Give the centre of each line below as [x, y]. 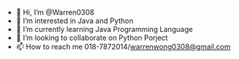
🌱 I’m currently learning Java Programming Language [104, 29]
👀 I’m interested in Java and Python [75, 21]
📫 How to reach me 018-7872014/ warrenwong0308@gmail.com [123, 47]
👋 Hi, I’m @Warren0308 [55, 12]
